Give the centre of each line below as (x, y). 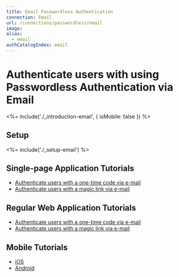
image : (14, 28)
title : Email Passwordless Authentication (60, 12)
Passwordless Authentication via (90, 87)
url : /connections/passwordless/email (54, 23)
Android (24, 268)
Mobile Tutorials (37, 247)
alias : (14, 34)
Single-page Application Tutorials (70, 169)
